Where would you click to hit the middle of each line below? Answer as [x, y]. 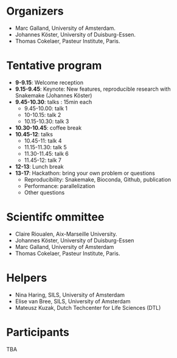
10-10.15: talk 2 [43, 114]
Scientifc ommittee [55, 217]
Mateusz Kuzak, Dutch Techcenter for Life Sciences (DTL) [88, 307]
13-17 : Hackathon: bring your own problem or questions [85, 173]
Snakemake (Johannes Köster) [54, 95]
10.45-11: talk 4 [43, 141]
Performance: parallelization [60, 186]
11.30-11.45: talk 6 [46, 153]
